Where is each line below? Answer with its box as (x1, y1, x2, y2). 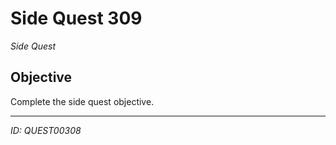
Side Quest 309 (10, 7, 143, 30)
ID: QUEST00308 (10, 124, 82, 136)
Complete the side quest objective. (10, 95, 155, 107)
